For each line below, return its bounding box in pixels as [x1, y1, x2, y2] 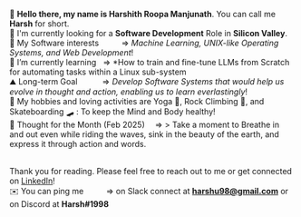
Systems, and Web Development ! [9, 47, 134, 58]
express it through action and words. [9, 139, 147, 149]
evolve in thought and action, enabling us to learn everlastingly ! [9, 86, 248, 97]
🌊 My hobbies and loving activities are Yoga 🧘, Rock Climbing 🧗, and [9, 96, 265, 106]
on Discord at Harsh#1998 [9, 199, 110, 209]
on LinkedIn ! [9, 175, 56, 186]
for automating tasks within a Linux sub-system [9, 66, 187, 77]
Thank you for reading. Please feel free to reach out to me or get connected [9, 166, 293, 176]
